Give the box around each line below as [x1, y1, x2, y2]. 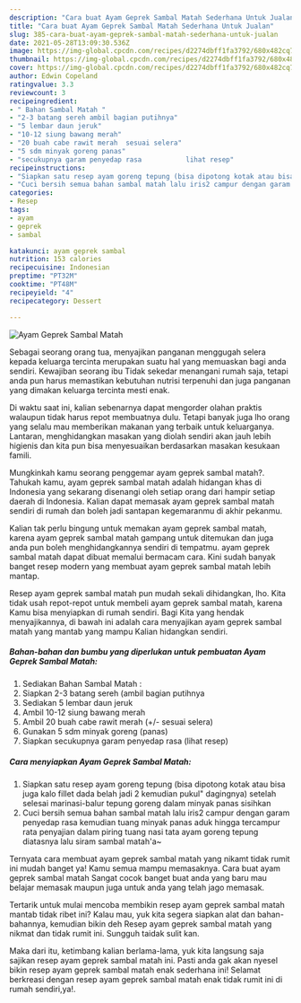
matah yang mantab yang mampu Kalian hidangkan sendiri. [9, 626, 228, 637]
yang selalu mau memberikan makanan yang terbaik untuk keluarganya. [9, 421, 275, 432]
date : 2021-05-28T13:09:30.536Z [9, 38, 130, 48]
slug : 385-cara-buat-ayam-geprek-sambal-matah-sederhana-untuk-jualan [9, 30, 279, 39]
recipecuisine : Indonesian [9, 263, 110, 272]
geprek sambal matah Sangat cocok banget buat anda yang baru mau [9, 873, 267, 884]
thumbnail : [9, 55, 50, 64]
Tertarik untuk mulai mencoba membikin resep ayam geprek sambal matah [9, 900, 285, 911]
